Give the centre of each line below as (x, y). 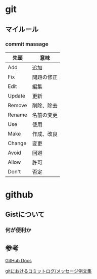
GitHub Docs (18, 261)
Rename (18, 115)
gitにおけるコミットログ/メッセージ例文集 (48, 271)
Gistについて (25, 215)
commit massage (27, 44)
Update (16, 96)
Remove (17, 105)
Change (17, 143)
